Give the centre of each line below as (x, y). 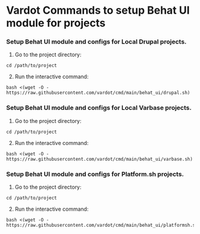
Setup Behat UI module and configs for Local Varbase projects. (99, 108)
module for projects (56, 23)
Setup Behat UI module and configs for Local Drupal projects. (96, 42)
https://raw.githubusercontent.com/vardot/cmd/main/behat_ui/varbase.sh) (100, 159)
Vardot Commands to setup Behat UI (98, 10)
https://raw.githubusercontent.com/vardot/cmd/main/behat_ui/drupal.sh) (98, 93)
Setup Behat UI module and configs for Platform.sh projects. (95, 174)
